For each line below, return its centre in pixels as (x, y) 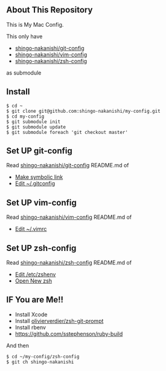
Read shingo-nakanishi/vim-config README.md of (69, 217)
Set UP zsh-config (41, 248)
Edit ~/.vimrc (31, 229)
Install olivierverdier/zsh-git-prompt (59, 321)
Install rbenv (30, 327)
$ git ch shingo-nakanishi (40, 362)
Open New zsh (34, 281)
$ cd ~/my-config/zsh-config (43, 356)
